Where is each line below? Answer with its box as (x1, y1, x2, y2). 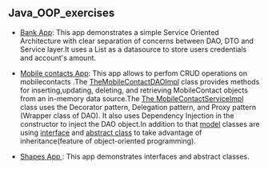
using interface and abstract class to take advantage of (19, 128, 202, 137)
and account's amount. (19, 53, 97, 62)
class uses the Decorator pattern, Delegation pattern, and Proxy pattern (19, 102, 257, 112)
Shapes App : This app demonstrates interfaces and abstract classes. (19, 151, 250, 161)
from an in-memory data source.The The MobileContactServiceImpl (19, 93, 244, 103)
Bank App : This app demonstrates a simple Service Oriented (19, 27, 220, 37)
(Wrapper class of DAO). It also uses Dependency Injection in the (19, 111, 234, 120)
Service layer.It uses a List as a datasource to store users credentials (19, 44, 247, 54)
